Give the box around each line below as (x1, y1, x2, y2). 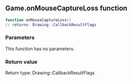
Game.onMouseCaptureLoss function (5, 4, 128, 13)
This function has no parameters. (5, 46, 75, 52)
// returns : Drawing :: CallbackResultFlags (5, 22, 96, 27)
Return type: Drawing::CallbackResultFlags (5, 70, 95, 76)
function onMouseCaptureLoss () (5, 17, 72, 22)
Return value (5, 58, 38, 65)
